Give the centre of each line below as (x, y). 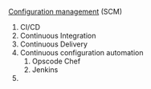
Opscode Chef (56, 61)
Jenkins (45, 70)
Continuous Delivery (54, 44)
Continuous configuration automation (82, 53)
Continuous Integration (58, 36)
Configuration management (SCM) (65, 12)
